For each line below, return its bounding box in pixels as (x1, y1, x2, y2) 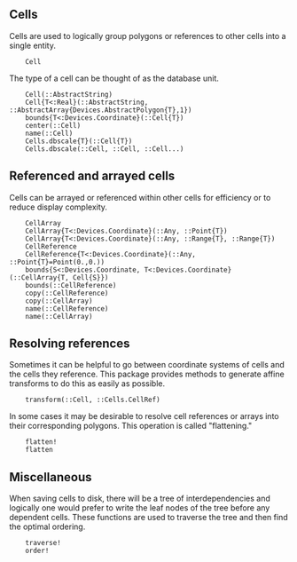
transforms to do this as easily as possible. (9, 378, 166, 389)
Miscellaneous (9, 470, 92, 485)
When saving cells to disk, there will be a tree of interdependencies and (9, 493, 270, 504)
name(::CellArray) (25, 312, 93, 321)
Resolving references (9, 336, 130, 352)
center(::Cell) (25, 121, 82, 130)
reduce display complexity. (9, 202, 108, 212)
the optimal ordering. (9, 521, 86, 532)
